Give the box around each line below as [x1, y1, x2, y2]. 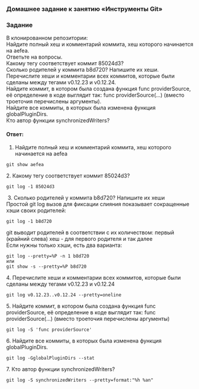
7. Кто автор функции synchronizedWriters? [6, 366, 115, 373]
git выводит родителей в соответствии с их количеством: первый [6, 229, 174, 236]
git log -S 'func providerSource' [6, 327, 93, 333]
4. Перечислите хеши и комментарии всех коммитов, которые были [6, 274, 181, 281]
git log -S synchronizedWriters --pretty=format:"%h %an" [6, 377, 154, 384]
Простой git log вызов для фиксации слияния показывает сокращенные [6, 201, 189, 208]
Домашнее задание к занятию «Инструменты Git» [6, 5, 163, 13]
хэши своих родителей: [6, 207, 67, 214]
